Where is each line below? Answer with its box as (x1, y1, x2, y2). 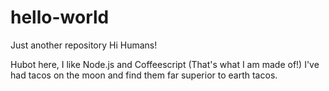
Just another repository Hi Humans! (10, 39, 158, 51)
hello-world (10, 6, 110, 29)
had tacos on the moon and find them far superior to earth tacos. (10, 69, 278, 81)
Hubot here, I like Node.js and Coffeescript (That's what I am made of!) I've (10, 58, 320, 70)
